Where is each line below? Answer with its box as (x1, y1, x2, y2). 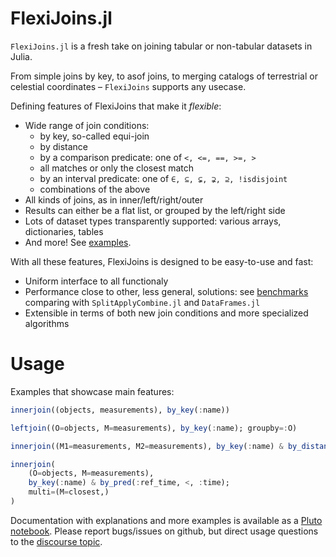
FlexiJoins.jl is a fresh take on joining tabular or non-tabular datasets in (10, 40, 313, 52)
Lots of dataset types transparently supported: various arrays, (24, 215, 282, 227)
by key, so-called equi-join (39, 130, 150, 142)
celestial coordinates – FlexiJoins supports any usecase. (10, 80, 247, 92)
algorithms (24, 317, 70, 329)
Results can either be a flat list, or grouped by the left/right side (24, 204, 286, 216)
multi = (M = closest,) (28, 487, 110, 497)
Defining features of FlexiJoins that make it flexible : (10, 100, 222, 112)
